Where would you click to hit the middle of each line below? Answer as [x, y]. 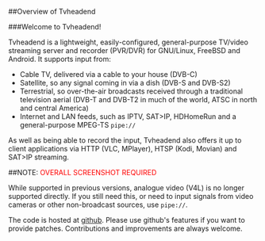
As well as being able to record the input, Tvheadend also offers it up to [125, 140]
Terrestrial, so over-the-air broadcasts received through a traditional [131, 91]
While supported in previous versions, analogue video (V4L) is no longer [126, 188]
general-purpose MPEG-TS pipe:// [78, 125]
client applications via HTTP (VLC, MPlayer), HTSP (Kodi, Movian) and [123, 149]
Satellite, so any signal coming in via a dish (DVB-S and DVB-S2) [125, 83]
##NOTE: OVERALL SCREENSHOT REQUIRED [83, 172]
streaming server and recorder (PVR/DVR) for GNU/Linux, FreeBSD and [124, 50]
